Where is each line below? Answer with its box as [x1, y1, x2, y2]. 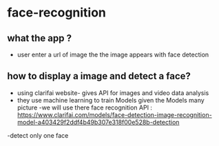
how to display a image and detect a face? [7, 70, 191, 82]
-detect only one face [7, 131, 69, 139]
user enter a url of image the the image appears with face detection [17, 50, 209, 59]
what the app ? [7, 32, 72, 44]
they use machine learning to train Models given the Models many [17, 96, 205, 104]
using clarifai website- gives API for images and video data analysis [17, 88, 209, 97]
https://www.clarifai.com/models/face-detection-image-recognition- [17, 110, 212, 118]
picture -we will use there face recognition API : [17, 103, 153, 112]
